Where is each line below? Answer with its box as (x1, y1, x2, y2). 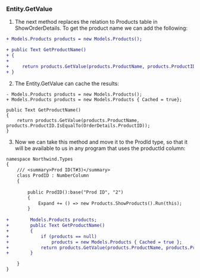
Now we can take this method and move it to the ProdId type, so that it (14, 138, 188, 145)
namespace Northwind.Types (6, 156, 73, 162)
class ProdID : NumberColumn (17, 173, 89, 179)
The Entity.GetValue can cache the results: (14, 80, 119, 87)
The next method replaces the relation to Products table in (14, 18, 158, 26)
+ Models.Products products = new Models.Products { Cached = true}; (6, 96, 183, 102)
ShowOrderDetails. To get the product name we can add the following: (14, 24, 188, 32)
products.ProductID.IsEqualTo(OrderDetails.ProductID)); (6, 123, 151, 129)
